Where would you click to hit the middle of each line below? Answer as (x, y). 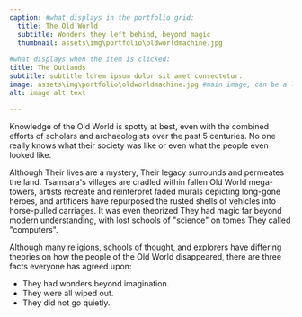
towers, (23, 191)
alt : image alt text (48, 92)
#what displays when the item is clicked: (90, 59)
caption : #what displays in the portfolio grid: (102, 18)
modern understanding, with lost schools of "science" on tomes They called (150, 220)
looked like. (31, 154)
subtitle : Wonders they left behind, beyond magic (114, 34)
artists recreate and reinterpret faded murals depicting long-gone (160, 191)
